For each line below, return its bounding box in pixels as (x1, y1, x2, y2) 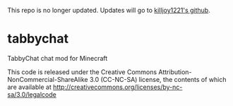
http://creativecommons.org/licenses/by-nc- (52, 83, 183, 91)
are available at (7, 83, 52, 91)
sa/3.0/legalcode (7, 90, 56, 98)
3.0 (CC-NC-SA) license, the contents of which (89, 75, 227, 83)
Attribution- (158, 67, 192, 76)
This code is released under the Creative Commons (7, 67, 157, 76)
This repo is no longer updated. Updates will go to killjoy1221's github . (7, 6, 210, 14)
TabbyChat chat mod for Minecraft (7, 54, 108, 62)
